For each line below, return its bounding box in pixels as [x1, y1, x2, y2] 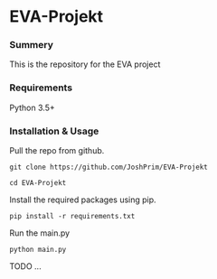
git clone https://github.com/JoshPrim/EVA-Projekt [9, 163, 208, 172]
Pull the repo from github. [9, 145, 105, 156]
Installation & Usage [9, 125, 99, 137]
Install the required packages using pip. [9, 194, 156, 205]
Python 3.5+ [9, 102, 56, 113]
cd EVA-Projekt [9, 179, 67, 188]
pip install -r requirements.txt [9, 212, 136, 221]
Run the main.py [9, 228, 71, 238]
